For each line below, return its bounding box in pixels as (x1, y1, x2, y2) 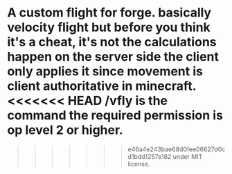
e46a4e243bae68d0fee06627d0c (127, 145, 226, 153)
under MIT (172, 152, 203, 160)
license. (127, 159, 150, 168)
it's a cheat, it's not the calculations (7, 35, 217, 50)
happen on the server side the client (7, 49, 220, 65)
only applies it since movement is (7, 64, 203, 79)
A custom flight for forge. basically (7, 5, 212, 21)
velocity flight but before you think (7, 19, 211, 35)
